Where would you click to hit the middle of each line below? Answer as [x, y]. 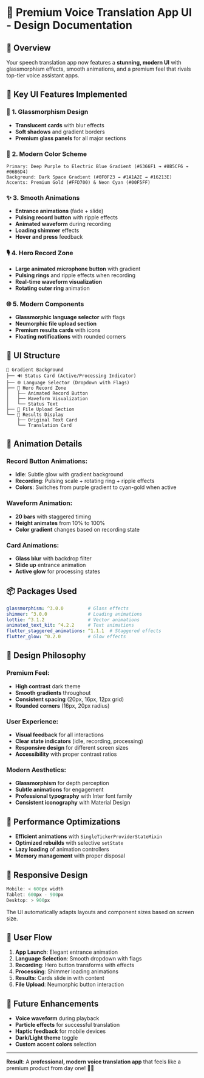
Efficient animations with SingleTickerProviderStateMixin [89, 836]
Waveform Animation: [39, 503]
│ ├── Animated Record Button [47, 393]
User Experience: [32, 721]
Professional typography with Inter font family [73, 796]
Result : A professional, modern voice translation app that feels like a [93, 1062]
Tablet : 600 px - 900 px [35, 895]
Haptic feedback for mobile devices [60, 1031]
